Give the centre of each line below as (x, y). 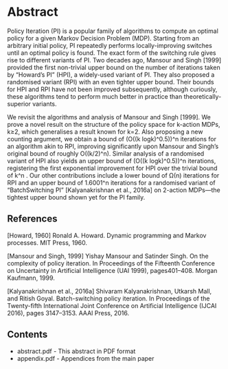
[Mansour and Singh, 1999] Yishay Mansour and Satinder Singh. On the (108, 256)
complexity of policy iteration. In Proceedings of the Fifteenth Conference (111, 263)
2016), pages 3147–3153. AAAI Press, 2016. (68, 313)
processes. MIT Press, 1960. (47, 242)
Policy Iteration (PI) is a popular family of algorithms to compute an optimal (113, 31)
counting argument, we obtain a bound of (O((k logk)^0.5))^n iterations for (112, 139)
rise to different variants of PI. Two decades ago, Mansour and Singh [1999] (114, 60)
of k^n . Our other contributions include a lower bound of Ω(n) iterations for (113, 175)
